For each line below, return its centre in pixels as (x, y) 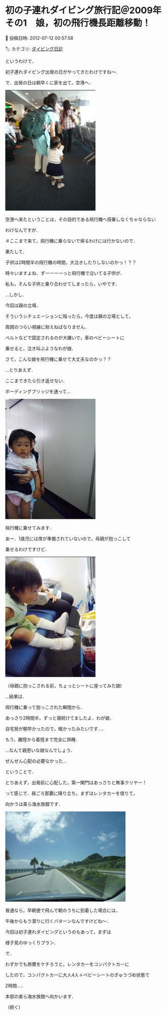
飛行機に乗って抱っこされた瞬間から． (45, 707)
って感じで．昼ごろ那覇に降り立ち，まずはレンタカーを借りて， (71, 793)
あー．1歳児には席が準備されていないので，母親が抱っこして (68, 538)
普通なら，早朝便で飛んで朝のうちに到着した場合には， (63, 910)
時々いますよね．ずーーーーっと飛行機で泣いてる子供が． (65, 273)
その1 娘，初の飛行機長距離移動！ (78, 23)
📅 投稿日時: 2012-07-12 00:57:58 (39, 38)
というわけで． (21, 61)
